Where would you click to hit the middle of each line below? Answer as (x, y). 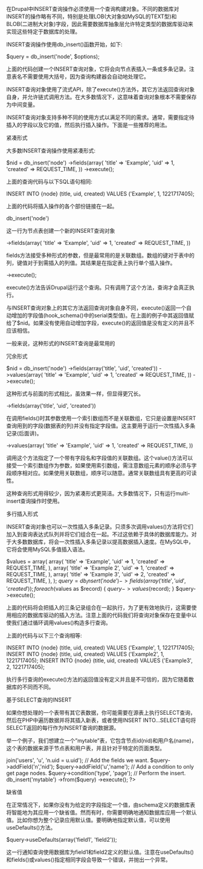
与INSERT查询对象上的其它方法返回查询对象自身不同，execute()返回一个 (96, 308)
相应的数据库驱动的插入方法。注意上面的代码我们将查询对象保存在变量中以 (104, 615)
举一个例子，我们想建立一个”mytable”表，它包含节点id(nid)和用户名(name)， (101, 740)
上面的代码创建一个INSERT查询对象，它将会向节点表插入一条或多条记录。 (98, 69)
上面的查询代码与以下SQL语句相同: (49, 181)
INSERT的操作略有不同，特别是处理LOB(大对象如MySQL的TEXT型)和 (92, 16)
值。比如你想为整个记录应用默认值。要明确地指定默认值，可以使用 (88, 820)
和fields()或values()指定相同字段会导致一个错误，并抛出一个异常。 (89, 859)
